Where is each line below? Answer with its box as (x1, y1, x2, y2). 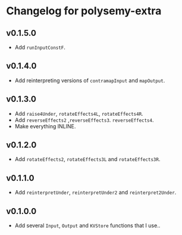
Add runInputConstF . (14, 44, 65, 51)
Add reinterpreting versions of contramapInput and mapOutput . (14, 76, 165, 84)
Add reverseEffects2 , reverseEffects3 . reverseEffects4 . (14, 116, 154, 123)
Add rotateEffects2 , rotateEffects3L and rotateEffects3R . (14, 156, 161, 163)
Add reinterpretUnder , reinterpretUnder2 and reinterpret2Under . (14, 189, 177, 196)
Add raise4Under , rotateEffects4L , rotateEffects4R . (14, 110, 144, 117)
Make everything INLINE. (14, 122, 76, 129)
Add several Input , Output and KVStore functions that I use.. (14, 222, 161, 229)
